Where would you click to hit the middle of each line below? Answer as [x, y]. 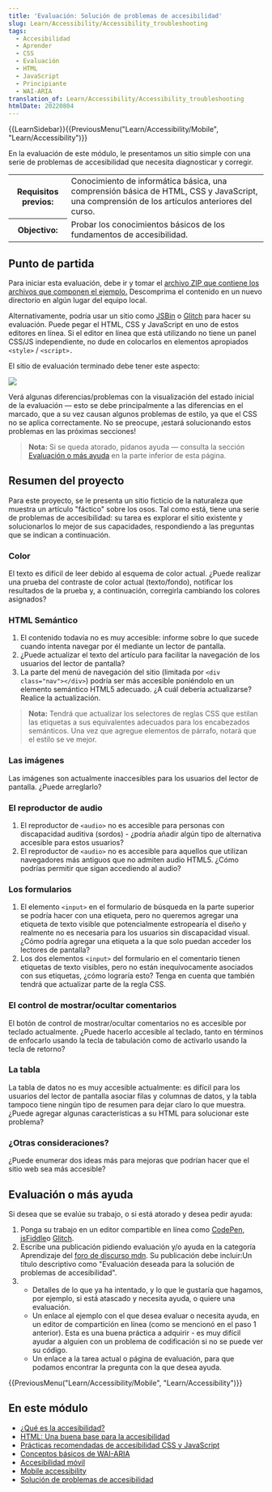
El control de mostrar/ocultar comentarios [93, 1005]
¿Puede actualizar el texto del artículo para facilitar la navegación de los [140, 655]
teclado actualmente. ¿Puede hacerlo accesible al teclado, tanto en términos [136, 1031]
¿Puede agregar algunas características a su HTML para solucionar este [129, 1113]
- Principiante [41, 83]
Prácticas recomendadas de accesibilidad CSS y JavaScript [120, 1445]
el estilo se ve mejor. [62, 740]
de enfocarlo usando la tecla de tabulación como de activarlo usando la [127, 1040]
